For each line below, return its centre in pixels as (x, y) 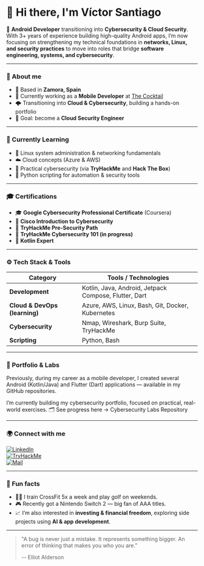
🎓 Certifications (32, 197)
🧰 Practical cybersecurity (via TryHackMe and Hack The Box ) (93, 168)
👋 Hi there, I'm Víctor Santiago (84, 12)
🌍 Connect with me (36, 434)
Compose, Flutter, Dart (114, 296)
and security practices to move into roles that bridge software (85, 49)
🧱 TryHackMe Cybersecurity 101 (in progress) (74, 234)
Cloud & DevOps (34, 305)
